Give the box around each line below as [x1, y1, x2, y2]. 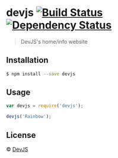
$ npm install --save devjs [6, 71, 76, 77]
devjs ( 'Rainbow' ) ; [6, 114, 52, 120]
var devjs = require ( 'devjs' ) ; [6, 103, 84, 109]
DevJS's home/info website [20, 38, 88, 45]
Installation [6, 55, 49, 65]
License [6, 130, 36, 140]
